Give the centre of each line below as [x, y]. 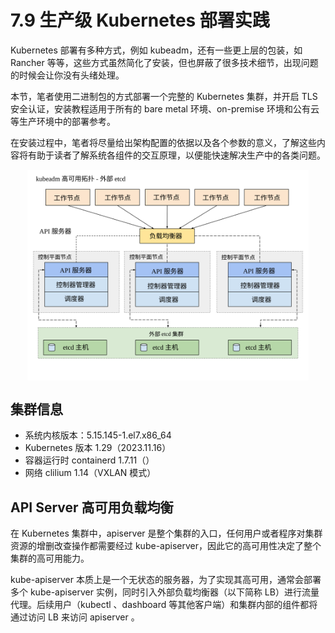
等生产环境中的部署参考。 [63, 121]
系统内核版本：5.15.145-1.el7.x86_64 [98, 435]
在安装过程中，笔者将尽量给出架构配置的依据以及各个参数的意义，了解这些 [163, 142]
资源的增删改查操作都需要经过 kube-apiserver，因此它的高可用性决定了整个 [166, 546]
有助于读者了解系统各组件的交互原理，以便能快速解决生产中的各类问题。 [176, 155]
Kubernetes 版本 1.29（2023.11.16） [98, 448]
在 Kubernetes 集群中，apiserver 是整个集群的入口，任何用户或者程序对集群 [166, 533]
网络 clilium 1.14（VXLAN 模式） [90, 473]
